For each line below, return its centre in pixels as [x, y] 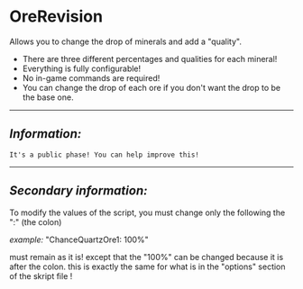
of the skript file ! [41, 275]
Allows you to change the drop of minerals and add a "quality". [125, 41]
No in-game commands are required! [91, 77]
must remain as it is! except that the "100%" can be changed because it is [147, 257]
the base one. [48, 97]
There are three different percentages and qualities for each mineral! [150, 59]
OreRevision [56, 17]
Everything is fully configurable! [82, 68]
